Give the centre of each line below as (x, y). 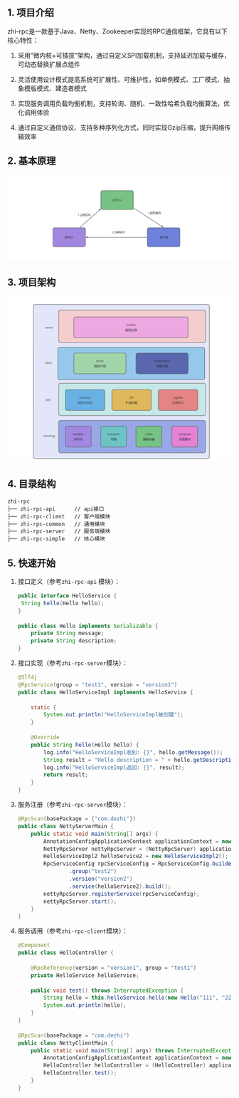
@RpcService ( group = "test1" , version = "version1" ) (97, 685)
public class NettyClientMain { (65, 1043)
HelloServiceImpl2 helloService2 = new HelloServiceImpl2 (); (136, 857)
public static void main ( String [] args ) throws (102, 1050)
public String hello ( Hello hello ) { (85, 745)
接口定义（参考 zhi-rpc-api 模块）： (69, 582)
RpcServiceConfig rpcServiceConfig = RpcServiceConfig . (128, 864)
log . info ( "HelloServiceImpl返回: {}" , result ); (114, 768)
